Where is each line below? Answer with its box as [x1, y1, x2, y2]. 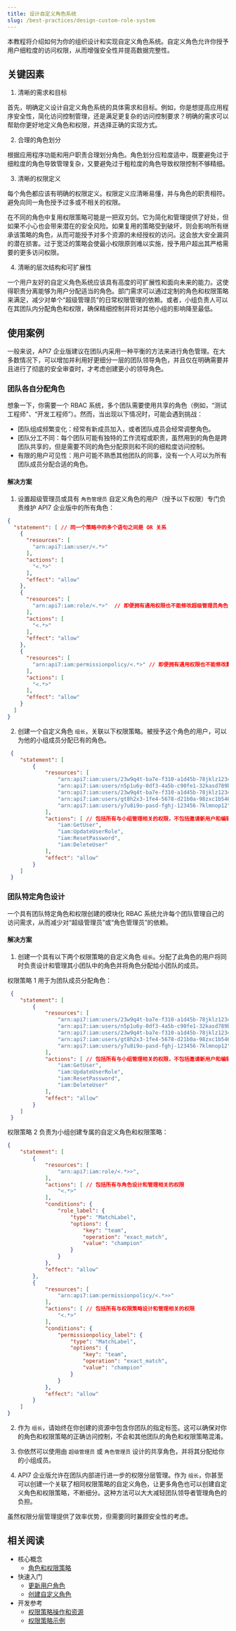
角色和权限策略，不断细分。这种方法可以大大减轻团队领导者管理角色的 [23, 1488, 227, 1497]
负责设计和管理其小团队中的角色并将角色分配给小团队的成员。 [23, 961, 202, 969]
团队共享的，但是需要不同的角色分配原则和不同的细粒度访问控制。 [17, 442, 209, 451]
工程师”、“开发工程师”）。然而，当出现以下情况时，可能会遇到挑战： [7, 410, 204, 418]
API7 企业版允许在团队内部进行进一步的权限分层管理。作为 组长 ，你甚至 [17, 1471, 223, 1479]
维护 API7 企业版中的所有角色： [23, 503, 114, 512]
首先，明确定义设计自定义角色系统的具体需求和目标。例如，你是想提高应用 [7, 103, 223, 112]
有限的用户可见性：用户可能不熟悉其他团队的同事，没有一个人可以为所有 [17, 451, 227, 460]
